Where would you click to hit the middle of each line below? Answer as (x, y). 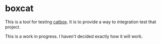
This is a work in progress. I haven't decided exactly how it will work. (74, 36)
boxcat (19, 8)
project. (13, 27)
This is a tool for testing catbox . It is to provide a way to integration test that (81, 22)
